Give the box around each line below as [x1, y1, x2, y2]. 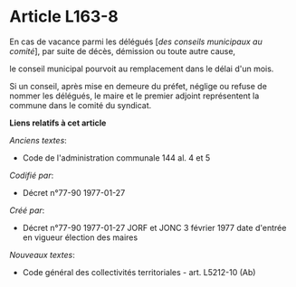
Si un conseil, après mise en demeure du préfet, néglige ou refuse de [9, 80, 267, 91]
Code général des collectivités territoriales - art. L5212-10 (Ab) [22, 266, 256, 277]
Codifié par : [9, 170, 54, 181]
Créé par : [9, 205, 45, 216]
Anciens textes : [9, 134, 68, 145]
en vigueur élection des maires [22, 232, 138, 243]
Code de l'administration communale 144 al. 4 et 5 [22, 152, 211, 163]
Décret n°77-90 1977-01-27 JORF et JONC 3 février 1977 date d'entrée [22, 222, 287, 233]
